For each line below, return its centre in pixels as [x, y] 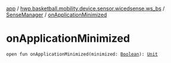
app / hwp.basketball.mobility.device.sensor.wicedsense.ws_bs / [85, 9]
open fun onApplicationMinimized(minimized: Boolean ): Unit [82, 54]
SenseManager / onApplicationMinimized [57, 15]
